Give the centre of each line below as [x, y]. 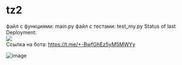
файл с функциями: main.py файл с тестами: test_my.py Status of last [91, 26]
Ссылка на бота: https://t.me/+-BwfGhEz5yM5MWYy [71, 44]
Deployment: [21, 32]
